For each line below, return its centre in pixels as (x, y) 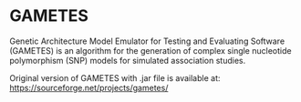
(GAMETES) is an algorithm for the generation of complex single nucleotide (150, 50)
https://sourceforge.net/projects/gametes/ (89, 87)
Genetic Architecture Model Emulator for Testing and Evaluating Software (147, 41)
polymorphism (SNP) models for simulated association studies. (128, 60)
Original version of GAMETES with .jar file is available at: (115, 77)
